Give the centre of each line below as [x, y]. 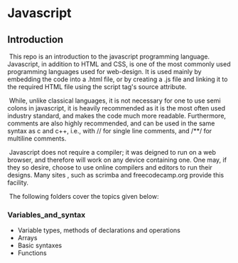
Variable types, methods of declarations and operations [99, 230]
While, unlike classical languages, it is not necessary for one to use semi [115, 100]
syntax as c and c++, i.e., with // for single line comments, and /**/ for [110, 131]
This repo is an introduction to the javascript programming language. [109, 56]
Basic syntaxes [40, 246]
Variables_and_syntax [47, 215]
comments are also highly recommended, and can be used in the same [111, 123]
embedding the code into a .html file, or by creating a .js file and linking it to [118, 79]
